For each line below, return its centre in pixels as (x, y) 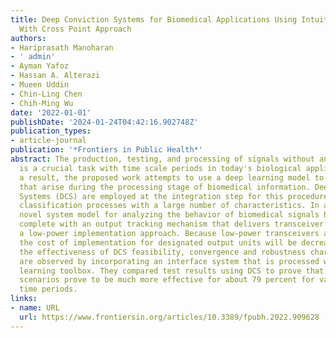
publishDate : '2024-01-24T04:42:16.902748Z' (104, 122)
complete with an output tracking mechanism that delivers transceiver (172, 224)
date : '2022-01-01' (51, 112)
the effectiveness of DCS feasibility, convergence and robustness (163, 252)
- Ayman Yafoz (40, 66)
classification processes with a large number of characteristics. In (169, 206)
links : (24, 299)
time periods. (48, 289)
